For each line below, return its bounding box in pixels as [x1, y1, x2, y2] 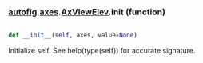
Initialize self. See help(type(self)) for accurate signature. [8, 46, 196, 56]
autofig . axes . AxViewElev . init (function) [8, 6, 166, 18]
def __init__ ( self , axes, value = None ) [8, 31, 137, 40]
